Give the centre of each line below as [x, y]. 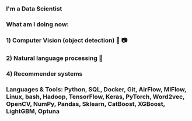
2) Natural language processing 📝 [55, 58]
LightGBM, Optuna [33, 111]
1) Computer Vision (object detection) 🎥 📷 [67, 40]
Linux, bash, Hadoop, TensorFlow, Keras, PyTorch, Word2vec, [95, 97]
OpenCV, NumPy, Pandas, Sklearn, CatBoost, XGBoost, [85, 104]
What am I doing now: [37, 24]
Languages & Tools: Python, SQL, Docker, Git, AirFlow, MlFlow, [96, 89]
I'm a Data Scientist [34, 9]
